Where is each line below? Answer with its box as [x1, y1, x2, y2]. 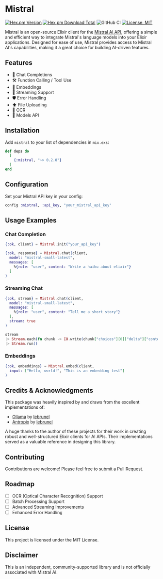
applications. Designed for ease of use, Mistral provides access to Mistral [5, 39, 152, 45]
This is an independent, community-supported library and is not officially [5, 564, 150, 570]
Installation [5, 126, 40, 135]
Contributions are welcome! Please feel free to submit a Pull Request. [5, 466, 144, 472]
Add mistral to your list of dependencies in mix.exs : [5, 139, 109, 145]
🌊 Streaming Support [12, 89, 54, 95]
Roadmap [5, 480, 35, 488]
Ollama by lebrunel [12, 414, 50, 420]
